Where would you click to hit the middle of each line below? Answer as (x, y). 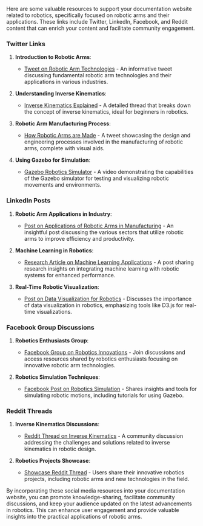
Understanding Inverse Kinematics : (61, 94)
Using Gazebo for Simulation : (53, 160)
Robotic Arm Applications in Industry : (63, 214)
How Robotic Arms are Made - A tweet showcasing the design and (107, 136)
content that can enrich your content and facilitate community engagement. (101, 28)
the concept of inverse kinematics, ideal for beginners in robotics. (106, 112)
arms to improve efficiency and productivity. (79, 238)
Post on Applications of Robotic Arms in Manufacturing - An (99, 226)
